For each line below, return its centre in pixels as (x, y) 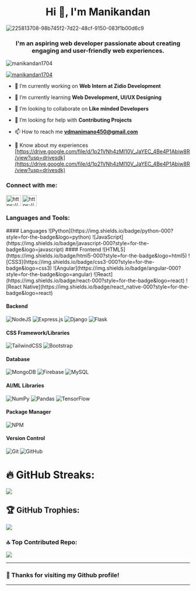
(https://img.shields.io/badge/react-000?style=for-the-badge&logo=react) (95, 280)
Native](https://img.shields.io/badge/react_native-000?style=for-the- (106, 287)
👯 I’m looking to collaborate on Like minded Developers (81, 109)
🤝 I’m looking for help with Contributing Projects (73, 120)
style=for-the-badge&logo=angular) (49, 274)
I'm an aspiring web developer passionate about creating (98, 43)
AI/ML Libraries (25, 386)
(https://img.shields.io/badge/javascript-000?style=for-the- (78, 243)
